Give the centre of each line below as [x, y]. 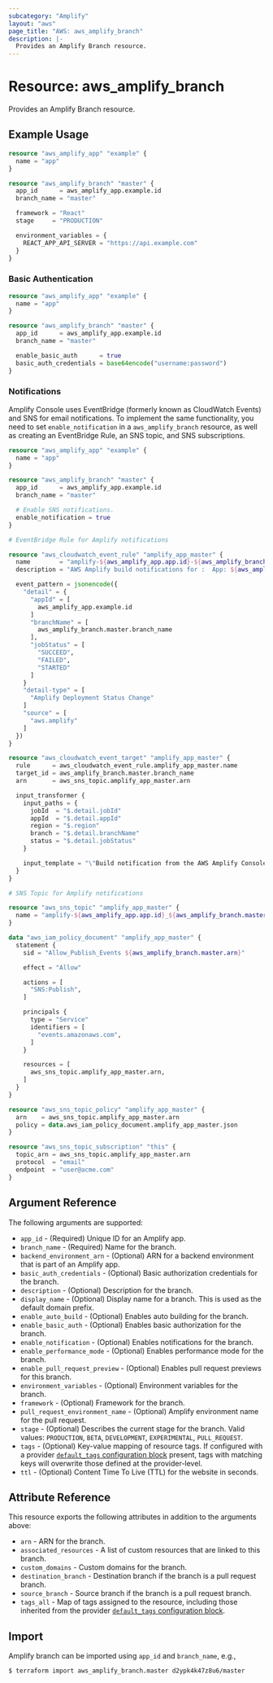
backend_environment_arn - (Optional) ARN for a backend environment [137, 1255]
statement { [36, 945]
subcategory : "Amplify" [49, 16]
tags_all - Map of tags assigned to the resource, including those [129, 1602]
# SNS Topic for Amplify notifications [76, 893]
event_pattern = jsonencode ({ [67, 584]
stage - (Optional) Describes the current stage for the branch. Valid [132, 1428]
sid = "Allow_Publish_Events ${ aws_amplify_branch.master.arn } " [134, 953]
